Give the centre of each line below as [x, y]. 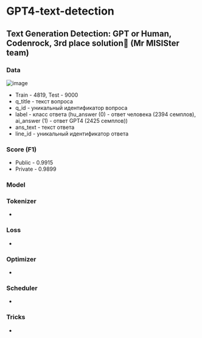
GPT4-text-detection [60, 11]
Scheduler [22, 288]
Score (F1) [22, 149]
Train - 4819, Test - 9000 [47, 95]
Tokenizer [21, 201]
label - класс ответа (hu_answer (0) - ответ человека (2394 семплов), [105, 114]
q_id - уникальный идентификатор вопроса [71, 108]
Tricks [16, 317]
